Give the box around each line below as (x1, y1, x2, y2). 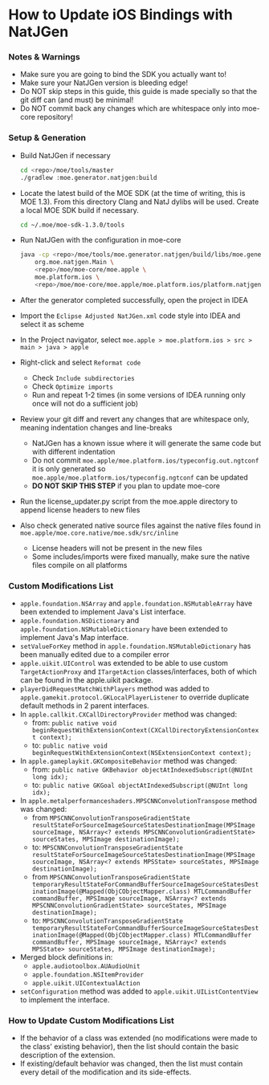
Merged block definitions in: (19, 952, 113, 962)
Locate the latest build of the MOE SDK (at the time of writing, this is (19, 188, 246, 198)
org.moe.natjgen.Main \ (35, 259, 114, 267)
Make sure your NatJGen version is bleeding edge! (19, 78, 189, 88)
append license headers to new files (19, 504, 141, 515)
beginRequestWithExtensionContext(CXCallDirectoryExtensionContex (31, 727, 259, 735)
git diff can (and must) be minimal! (19, 95, 134, 105)
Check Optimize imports (31, 381, 114, 391)
